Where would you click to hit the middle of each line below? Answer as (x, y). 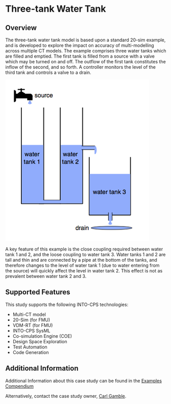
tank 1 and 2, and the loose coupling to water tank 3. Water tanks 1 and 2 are (86, 255)
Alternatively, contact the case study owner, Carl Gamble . (66, 396)
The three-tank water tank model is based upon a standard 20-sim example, (86, 40)
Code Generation (31, 352)
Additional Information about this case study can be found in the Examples (84, 381)
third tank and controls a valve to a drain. (48, 72)
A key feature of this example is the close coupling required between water (84, 249)
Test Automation (30, 347)
